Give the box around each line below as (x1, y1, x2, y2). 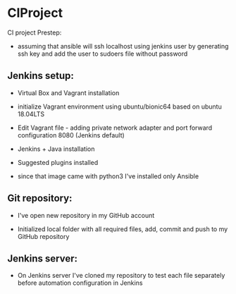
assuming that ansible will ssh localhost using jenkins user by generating (17, 42, 229, 50)
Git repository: (7, 192, 73, 204)
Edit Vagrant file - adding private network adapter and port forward (17, 123, 213, 132)
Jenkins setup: (7, 70, 74, 82)
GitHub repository (17, 232, 70, 240)
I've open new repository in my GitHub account (17, 211, 155, 219)
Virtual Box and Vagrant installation (17, 88, 120, 97)
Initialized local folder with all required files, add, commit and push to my (17, 224, 228, 233)
